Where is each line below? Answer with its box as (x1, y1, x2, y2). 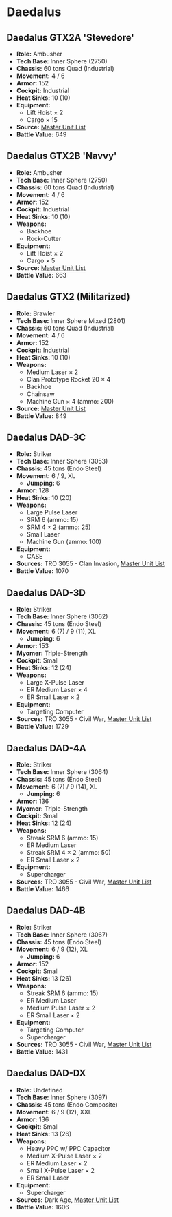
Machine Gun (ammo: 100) (26, 538, 102, 546)
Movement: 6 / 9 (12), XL (16, 945, 88, 953)
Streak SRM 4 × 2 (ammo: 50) (26, 849, 111, 857)
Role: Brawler (16, 309, 56, 318)
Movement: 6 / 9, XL (16, 472, 76, 480)
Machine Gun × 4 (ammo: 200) (26, 397, 114, 405)
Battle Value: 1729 (16, 722, 69, 731)
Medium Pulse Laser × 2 (26, 1003, 96, 1012)
